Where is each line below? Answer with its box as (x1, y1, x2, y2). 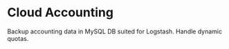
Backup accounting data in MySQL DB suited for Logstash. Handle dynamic (7, 27, 223, 35)
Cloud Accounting (7, 5, 114, 20)
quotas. (7, 34, 29, 42)
